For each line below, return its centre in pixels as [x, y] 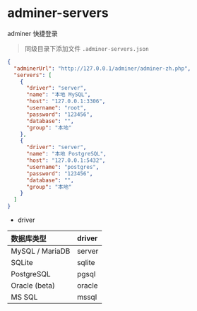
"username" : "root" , [56, 108]
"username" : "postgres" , [62, 167]
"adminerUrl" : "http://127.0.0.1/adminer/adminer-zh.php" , [102, 69]
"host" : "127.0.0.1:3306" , [66, 101]
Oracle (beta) [33, 286]
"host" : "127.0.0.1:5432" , [66, 160]
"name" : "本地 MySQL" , [58, 95]
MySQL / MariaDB [41, 251]
